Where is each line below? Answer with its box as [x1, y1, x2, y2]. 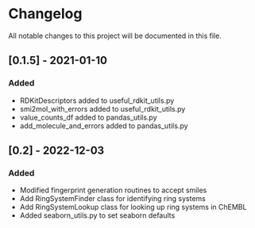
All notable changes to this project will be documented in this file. [8, 31, 222, 40]
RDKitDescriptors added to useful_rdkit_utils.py [19, 96, 175, 105]
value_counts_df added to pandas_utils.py [19, 112, 157, 122]
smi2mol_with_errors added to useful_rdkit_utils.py [19, 104, 186, 113]
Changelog [8, 5, 83, 23]
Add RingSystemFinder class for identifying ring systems [19, 194, 207, 203]
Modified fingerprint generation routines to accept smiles [19, 185, 207, 195]
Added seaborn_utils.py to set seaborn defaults [19, 211, 176, 220]
